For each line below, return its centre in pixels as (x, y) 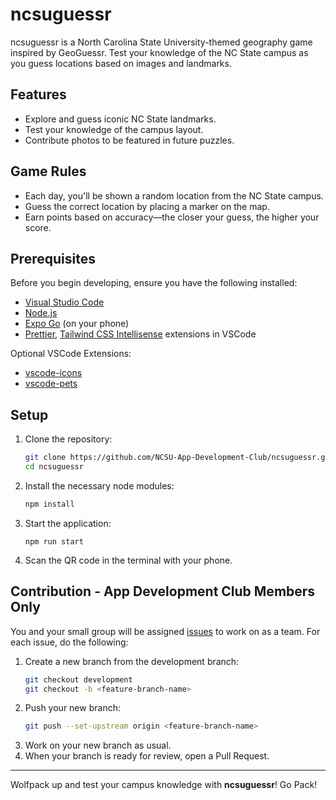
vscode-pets (51, 384)
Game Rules (48, 171)
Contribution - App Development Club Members (163, 591)
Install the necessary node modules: (99, 485)
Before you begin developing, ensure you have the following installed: (154, 283)
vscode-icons (53, 373)
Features (38, 94)
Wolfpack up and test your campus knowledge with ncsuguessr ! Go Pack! (164, 785)
